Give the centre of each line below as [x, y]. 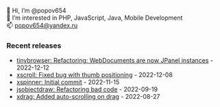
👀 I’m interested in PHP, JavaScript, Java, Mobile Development [95, 18]
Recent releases [34, 46]
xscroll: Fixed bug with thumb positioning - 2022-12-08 [94, 75]
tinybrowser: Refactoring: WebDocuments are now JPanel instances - [115, 61]
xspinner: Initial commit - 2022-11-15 [68, 82]
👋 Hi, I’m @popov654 [36, 11]
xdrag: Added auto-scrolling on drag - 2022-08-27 [88, 97]
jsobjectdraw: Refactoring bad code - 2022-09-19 [87, 89]
